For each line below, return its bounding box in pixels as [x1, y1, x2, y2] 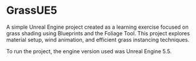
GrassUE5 [6, 4, 57, 17]
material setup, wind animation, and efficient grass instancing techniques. [6, 36, 190, 43]
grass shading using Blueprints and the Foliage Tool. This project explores [6, 29, 190, 36]
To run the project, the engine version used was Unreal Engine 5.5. [6, 47, 172, 54]
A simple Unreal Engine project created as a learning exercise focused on [6, 23, 189, 30]
